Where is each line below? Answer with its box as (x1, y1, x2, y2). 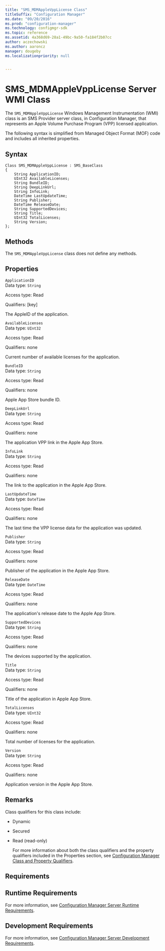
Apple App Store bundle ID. (5, 396, 61, 402)
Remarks (5, 796, 34, 804)
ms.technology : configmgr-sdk (5, 26, 68, 31)
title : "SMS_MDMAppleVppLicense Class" (5, 7, 88, 12)
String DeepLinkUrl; (14, 185, 56, 190)
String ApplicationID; (14, 172, 61, 177)
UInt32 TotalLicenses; (14, 215, 61, 221)
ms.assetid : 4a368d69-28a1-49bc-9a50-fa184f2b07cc (5, 35, 112, 40)
